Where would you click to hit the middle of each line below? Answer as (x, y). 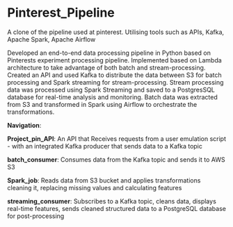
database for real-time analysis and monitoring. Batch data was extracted (112, 97)
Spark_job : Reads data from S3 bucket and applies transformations (104, 180)
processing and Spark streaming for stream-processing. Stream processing (115, 82)
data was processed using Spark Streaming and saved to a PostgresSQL (111, 90)
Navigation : (24, 125)
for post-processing (36, 216)
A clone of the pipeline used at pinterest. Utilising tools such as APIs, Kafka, (116, 32)
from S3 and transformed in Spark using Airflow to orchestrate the (102, 104)
